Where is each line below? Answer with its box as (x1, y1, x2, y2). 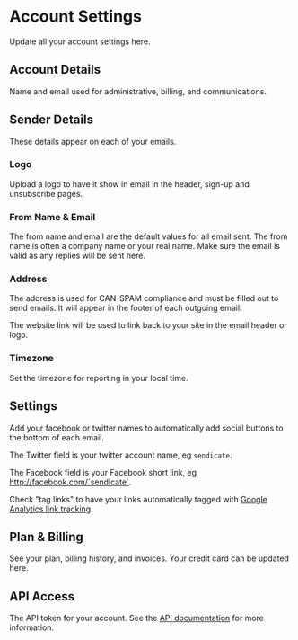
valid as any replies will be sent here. (9, 250, 146, 262)
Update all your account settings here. (9, 36, 151, 47)
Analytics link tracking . (9, 503, 93, 514)
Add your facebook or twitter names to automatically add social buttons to (9, 422, 285, 433)
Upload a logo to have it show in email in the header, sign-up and (9, 178, 250, 190)
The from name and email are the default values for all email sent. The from (9, 231, 288, 242)
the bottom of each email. (9, 431, 105, 442)
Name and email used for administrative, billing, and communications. (9, 85, 267, 96)
